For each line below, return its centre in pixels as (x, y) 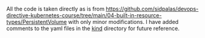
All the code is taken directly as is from (56, 9)
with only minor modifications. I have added (124, 22)
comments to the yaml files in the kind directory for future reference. (93, 28)
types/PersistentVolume (37, 22)
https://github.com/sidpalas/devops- (152, 9)
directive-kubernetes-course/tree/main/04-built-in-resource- (84, 15)
